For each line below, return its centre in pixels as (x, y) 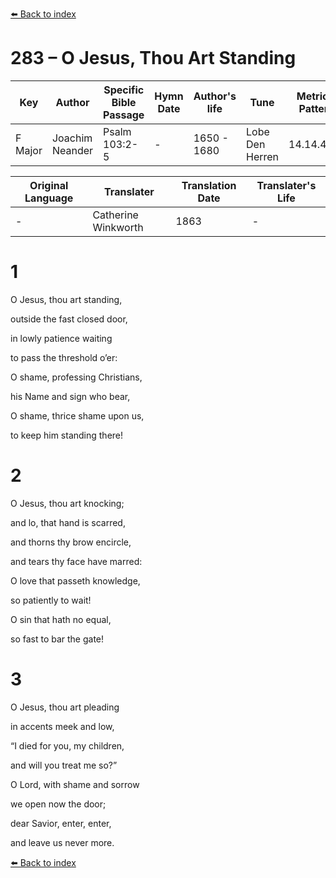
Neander (72, 150)
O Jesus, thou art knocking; (67, 503)
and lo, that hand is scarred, (68, 522)
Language (49, 198)
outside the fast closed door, (69, 319)
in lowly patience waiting (61, 338)
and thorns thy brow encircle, (71, 542)
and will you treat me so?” (64, 765)
